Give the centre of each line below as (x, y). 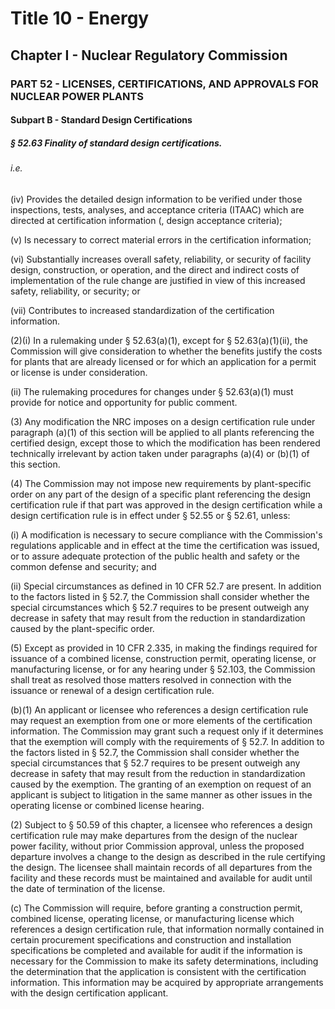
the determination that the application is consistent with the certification (158, 971)
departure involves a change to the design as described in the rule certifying (168, 856)
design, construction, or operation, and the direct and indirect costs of (155, 269)
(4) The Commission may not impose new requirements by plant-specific (161, 483)
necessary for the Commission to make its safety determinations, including (164, 961)
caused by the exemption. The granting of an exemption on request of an (161, 784)
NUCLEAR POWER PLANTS (77, 96)
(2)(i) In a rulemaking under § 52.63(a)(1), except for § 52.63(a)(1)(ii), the (159, 340)
